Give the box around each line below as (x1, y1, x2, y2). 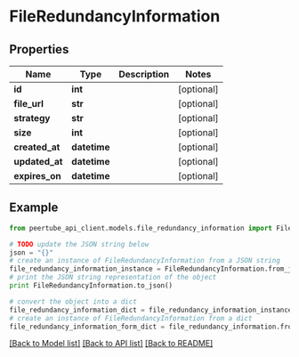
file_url (13, 98, 44, 110)
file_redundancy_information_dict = (9, 305, 145, 314)
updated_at (13, 156, 63, 167)
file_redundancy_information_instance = (9, 264, 162, 273)
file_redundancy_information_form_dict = (9, 322, 166, 331)
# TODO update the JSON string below (9, 239, 149, 248)
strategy (13, 112, 51, 124)
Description (118, 69, 170, 80)
